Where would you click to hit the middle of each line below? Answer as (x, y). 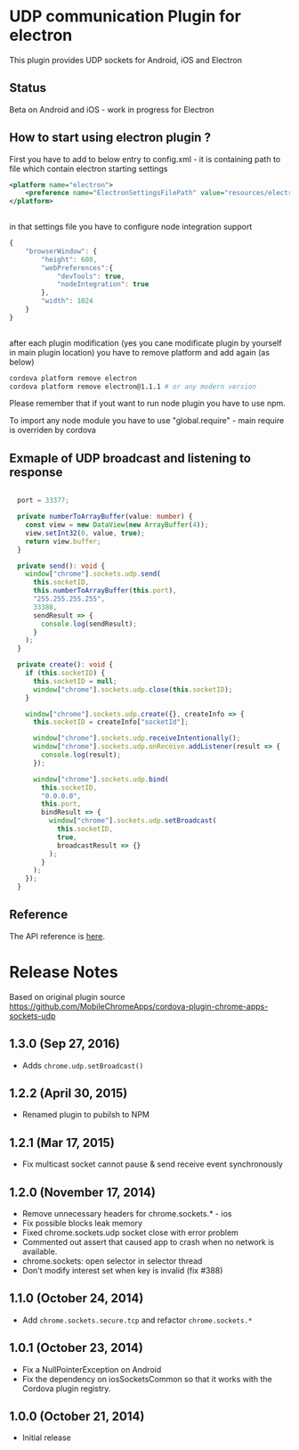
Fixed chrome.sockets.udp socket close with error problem (130, 1233)
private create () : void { (65, 665)
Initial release (46, 1438)
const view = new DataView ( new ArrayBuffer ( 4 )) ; (117, 525)
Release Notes (64, 972)
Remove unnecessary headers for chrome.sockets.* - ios (127, 1213)
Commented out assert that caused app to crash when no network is (148, 1242)
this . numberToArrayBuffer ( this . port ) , (105, 591)
